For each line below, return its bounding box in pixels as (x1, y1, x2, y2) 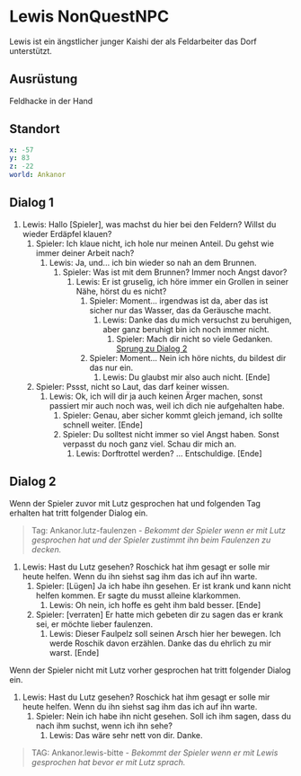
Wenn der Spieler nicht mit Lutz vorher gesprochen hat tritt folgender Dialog (9, 665, 291, 675)
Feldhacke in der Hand (9, 95, 93, 106)
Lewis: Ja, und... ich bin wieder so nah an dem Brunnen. (49, 257, 257, 268)
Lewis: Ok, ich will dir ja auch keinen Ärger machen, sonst (49, 391, 263, 401)
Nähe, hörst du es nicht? (75, 286, 167, 296)
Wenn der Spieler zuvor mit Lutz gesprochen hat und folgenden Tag (9, 498, 261, 508)
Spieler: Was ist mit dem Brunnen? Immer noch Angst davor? (62, 267, 288, 278)
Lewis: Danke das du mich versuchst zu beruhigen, (102, 314, 292, 325)
